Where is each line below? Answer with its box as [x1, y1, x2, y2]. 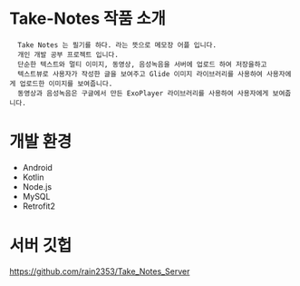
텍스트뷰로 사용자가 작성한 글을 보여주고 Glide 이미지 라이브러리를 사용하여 [17, 69, 263, 78]
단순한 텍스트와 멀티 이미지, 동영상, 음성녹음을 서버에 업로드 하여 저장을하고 [17, 60, 267, 69]
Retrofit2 [22, 201, 56, 212]
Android [22, 162, 53, 173]
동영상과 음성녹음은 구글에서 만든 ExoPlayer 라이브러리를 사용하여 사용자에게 [17, 88, 269, 98]
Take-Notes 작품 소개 [9, 8, 166, 29]
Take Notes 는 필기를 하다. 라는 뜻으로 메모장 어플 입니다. [17, 40, 218, 50]
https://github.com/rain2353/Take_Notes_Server [9, 265, 190, 277]
